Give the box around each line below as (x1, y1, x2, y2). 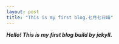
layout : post (6, 8, 39, 15)
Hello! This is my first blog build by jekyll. (6, 31, 112, 38)
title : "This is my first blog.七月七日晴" (6, 14, 114, 20)
